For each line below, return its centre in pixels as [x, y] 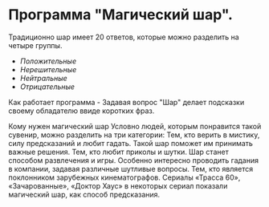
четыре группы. [35, 45]
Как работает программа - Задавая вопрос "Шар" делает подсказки [126, 102]
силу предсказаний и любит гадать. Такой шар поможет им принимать [130, 143]
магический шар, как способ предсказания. [84, 194]
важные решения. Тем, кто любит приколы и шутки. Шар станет [118, 152]
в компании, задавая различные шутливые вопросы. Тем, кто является [131, 168]
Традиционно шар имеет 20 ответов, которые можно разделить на [124, 37]
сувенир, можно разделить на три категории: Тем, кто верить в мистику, [134, 135]
